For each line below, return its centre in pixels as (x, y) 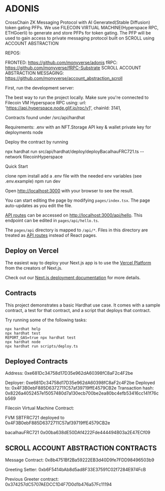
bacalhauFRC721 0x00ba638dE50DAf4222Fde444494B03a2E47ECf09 (78, 433)
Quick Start (16, 166)
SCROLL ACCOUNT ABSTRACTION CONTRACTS (81, 448)
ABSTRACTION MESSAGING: (34, 73)
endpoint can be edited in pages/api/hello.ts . (52, 220)
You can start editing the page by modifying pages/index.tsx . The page (78, 200)
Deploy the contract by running (37, 142)
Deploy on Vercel (32, 251)
